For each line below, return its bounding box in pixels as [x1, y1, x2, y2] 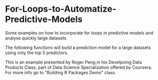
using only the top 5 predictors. [5, 50, 69, 56]
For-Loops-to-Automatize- [5, 3, 117, 15]
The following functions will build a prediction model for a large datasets [5, 44, 151, 50]
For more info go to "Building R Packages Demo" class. [5, 69, 116, 75]
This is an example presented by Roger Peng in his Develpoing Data [5, 59, 142, 65]
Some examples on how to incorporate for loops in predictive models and [5, 30, 154, 36]
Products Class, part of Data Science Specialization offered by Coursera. [5, 64, 153, 70]
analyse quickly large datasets [5, 35, 67, 41]
